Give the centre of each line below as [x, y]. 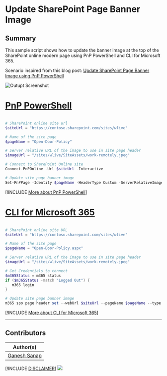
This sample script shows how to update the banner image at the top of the [82, 50]
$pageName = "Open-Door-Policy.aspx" [44, 248]
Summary [21, 38]
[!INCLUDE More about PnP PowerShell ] [46, 192]
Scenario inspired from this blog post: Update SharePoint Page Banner [77, 70]
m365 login [23, 285]
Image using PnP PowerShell [35, 76]
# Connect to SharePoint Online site [44, 164]
